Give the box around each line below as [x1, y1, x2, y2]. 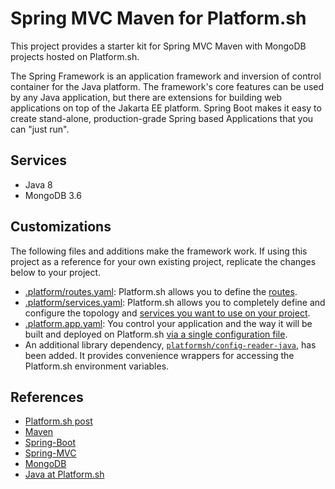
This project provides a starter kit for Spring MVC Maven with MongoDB [10, 40, 307, 52]
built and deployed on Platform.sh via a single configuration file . [24, 328, 288, 340]
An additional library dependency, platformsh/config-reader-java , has [24, 338, 317, 351]
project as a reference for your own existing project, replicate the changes [10, 255, 317, 267]
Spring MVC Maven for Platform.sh [10, 7, 307, 30]
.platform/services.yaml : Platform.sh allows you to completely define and [24, 296, 326, 308]
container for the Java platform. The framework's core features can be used [10, 80, 325, 92]
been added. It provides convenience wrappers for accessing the [24, 349, 295, 361]
